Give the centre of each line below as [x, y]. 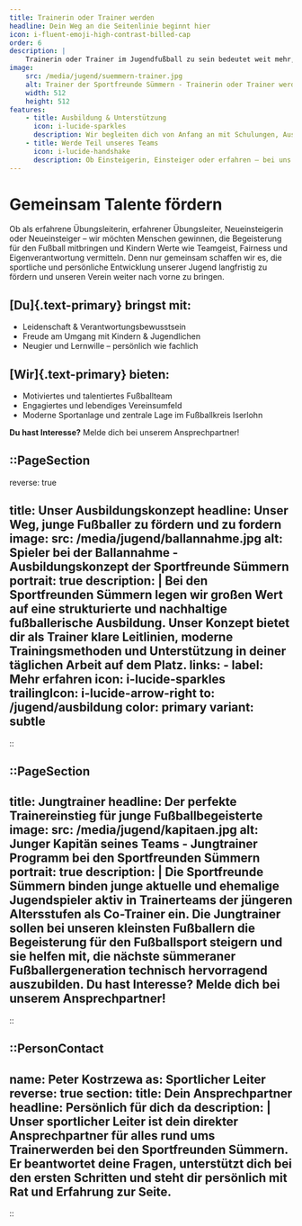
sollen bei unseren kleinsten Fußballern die [133, 929]
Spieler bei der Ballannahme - [94, 553]
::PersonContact [57, 1049]
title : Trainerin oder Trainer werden [82, 18]
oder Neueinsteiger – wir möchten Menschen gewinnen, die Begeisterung [146, 238]
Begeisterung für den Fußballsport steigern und [146, 942]
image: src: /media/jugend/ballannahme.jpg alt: [146, 539]
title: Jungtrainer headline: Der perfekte [123, 802]
